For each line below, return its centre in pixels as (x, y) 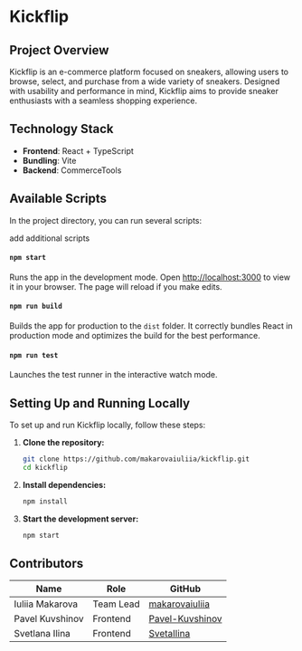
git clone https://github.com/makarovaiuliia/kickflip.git (136, 459)
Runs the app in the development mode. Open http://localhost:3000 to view (150, 277)
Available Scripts (58, 199)
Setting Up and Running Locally (100, 403)
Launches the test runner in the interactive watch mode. (114, 375)
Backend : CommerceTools (72, 170)
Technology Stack (61, 129)
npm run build (36, 306)
